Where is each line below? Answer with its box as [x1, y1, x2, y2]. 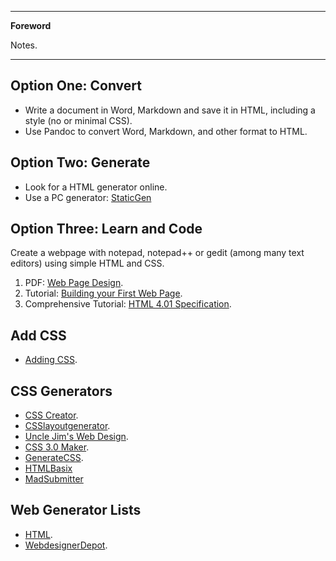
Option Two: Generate [10, 154, 151, 171]
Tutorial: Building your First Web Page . [24, 287, 183, 300]
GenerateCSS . [24, 452, 84, 464]
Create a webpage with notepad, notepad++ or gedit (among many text [10, 247, 305, 259]
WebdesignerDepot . [24, 539, 108, 551]
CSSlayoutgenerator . [24, 420, 111, 432]
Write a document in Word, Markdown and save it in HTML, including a [24, 104, 316, 116]
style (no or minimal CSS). [24, 114, 133, 126]
